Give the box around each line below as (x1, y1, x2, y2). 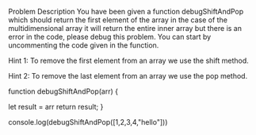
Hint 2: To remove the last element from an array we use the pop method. (8, 71, 248, 80)
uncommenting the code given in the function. (8, 40, 159, 50)
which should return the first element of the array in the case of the (8, 15, 228, 25)
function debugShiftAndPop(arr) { (8, 87, 119, 96)
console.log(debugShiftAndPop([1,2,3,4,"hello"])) (8, 118, 168, 126)
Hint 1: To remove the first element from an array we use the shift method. (8, 56, 250, 65)
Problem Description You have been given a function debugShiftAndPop (8, 7, 244, 16)
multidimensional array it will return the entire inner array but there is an (8, 24, 242, 33)
